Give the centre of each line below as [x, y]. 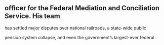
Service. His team [32, 16]
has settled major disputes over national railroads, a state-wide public [76, 28]
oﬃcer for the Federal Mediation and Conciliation [82, 8]
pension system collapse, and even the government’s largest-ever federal [80, 37]
